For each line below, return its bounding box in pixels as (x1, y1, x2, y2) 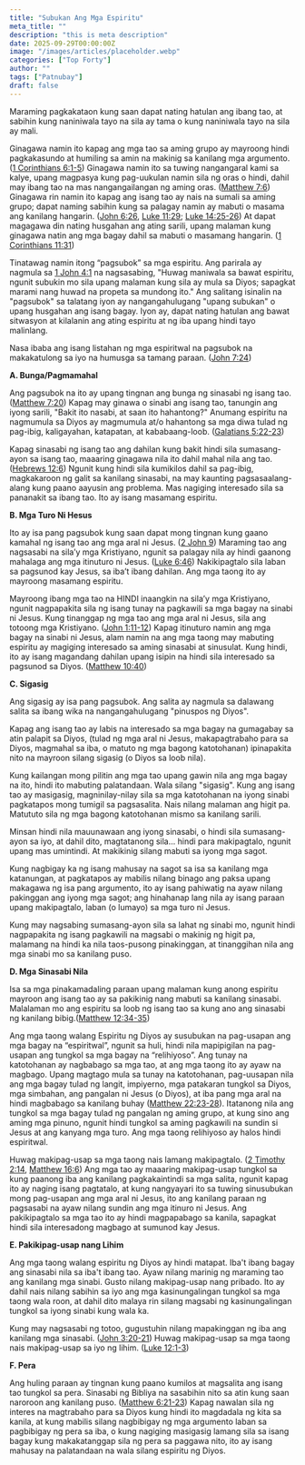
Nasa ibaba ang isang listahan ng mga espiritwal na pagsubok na (9, 342, 252, 353)
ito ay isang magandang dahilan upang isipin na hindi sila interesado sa (9, 651, 275, 662)
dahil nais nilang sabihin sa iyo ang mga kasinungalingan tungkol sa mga (9, 1286, 280, 1297)
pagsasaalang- (235, 472, 292, 483)
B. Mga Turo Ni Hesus (9, 509, 93, 520)
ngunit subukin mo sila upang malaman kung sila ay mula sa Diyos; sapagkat (9, 276, 296, 287)
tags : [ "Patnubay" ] (9, 73, 84, 82)
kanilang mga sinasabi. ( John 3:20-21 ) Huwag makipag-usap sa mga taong (9, 1332, 290, 1343)
